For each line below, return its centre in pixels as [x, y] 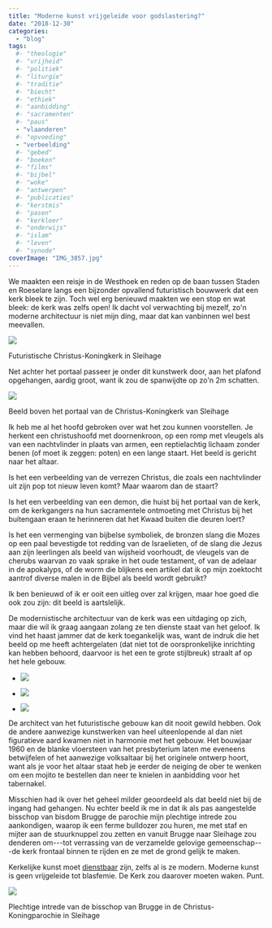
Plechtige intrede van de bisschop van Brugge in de [95, 906]
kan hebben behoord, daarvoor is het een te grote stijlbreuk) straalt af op [130, 653]
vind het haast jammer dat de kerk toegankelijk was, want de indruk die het [134, 635]
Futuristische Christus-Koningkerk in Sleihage [85, 356]
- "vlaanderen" [41, 129]
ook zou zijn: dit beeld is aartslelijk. [67, 602]
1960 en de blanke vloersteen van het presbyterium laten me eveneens [127, 749]
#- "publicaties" [45, 197]
